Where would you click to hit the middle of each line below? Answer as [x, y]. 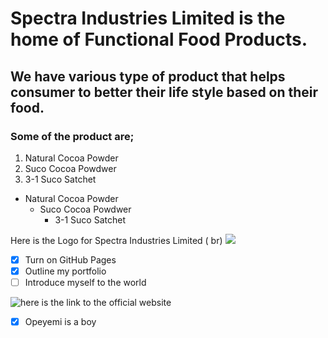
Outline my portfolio [65, 271]
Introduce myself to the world [85, 282]
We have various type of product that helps [148, 76]
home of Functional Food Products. [159, 39]
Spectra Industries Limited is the [148, 18]
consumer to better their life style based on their [164, 92]
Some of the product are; [72, 136]
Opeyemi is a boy [60, 322]
